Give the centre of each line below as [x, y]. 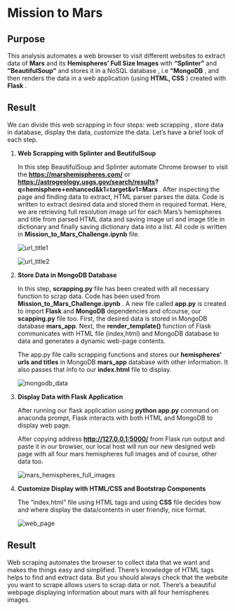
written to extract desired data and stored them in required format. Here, [122, 204]
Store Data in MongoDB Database [67, 275]
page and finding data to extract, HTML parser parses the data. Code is [121, 197]
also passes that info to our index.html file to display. [94, 369]
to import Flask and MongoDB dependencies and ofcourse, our [109, 311]
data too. [30, 461]
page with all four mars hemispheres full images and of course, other [117, 454]
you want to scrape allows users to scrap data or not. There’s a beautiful [112, 584]
